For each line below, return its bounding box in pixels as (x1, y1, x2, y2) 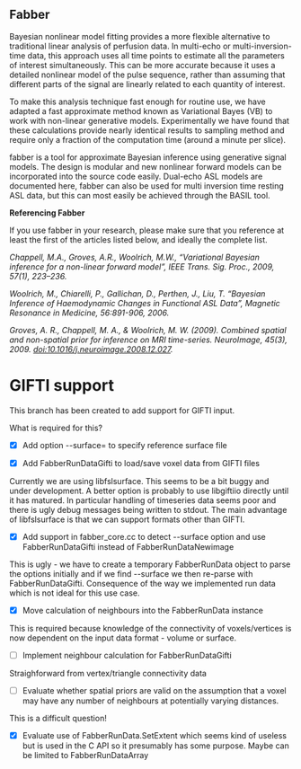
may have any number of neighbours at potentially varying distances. (22, 695, 279, 706)
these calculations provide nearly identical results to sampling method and (9, 125, 285, 136)
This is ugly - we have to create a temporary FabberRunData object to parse (9, 559, 291, 570)
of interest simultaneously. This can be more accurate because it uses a (9, 59, 276, 70)
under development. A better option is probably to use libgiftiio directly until (9, 485, 289, 496)
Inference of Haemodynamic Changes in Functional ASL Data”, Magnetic (9, 297, 280, 308)
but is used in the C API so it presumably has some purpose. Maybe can (22, 740, 289, 751)
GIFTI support (9, 376, 115, 395)
